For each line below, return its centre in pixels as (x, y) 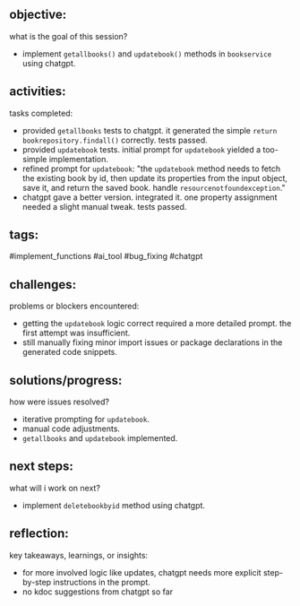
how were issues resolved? (60, 402)
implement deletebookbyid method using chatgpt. (114, 505)
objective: (38, 15)
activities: (38, 92)
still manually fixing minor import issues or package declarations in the (152, 342)
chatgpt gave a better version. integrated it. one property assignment (150, 197)
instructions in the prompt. (102, 582)
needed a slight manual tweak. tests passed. (104, 206)
